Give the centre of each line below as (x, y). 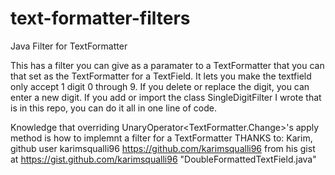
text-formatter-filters (100, 18)
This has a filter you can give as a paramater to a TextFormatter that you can (167, 65)
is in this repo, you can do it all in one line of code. (114, 108)
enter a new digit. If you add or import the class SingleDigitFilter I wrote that (166, 97)
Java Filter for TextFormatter (69, 46)
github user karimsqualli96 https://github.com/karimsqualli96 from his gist (163, 148)
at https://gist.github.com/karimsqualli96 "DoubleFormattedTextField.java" (163, 159)
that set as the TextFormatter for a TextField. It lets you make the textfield (161, 76)
